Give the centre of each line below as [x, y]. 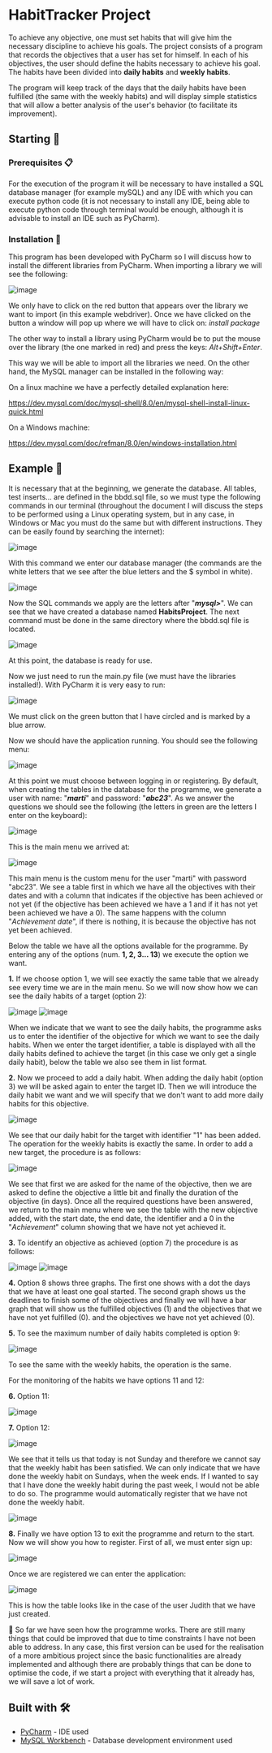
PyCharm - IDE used [54, 1731]
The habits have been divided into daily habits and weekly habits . [119, 71]
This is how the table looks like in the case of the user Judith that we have [132, 1605]
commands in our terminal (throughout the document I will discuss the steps [136, 505]
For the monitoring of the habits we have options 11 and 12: [106, 1380]
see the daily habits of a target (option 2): [78, 996]
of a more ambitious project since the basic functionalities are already [125, 1656]
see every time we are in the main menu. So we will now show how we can [133, 987]
